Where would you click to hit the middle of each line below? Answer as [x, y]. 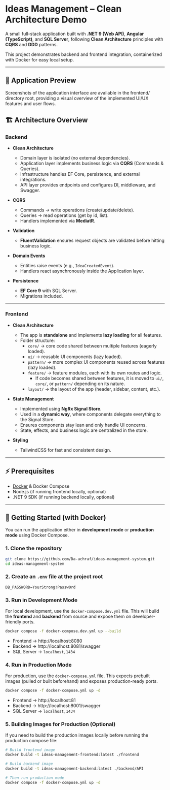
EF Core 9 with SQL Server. [49, 291]
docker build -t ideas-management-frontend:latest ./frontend [72, 755]
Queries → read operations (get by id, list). [64, 215]
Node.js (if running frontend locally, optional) [59, 491]
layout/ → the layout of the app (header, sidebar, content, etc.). [94, 389]
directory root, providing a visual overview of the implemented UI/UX [77, 98]
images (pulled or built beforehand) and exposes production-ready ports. [81, 681]
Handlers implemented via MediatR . [58, 221]
